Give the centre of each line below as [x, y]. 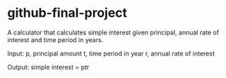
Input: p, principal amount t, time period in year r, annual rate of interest [111, 53]
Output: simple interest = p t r [48, 67]
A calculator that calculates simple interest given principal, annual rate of [113, 32]
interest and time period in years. [55, 39]
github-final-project [67, 13]
